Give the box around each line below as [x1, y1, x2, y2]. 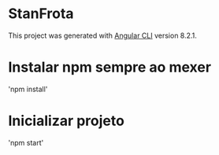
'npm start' [8, 138, 44, 147]
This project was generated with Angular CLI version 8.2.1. [8, 31, 197, 40]
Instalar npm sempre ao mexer [8, 58, 211, 76]
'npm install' [8, 84, 48, 94]
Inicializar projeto [8, 112, 124, 130]
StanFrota [8, 5, 74, 23]
